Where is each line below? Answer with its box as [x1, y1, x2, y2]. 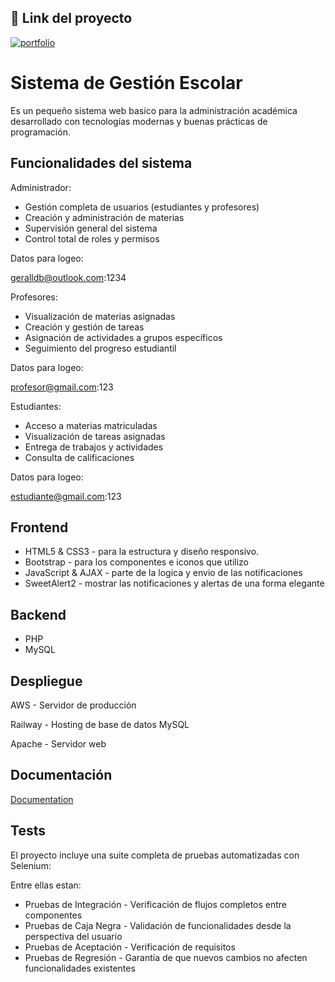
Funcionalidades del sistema [10, 155, 193, 172]
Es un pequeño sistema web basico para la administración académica [10, 104, 298, 116]
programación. [10, 126, 71, 138]
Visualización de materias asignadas [24, 310, 176, 322]
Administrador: [10, 181, 72, 193]
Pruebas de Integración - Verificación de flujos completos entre [24, 898, 288, 910]
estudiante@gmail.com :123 [10, 490, 122, 502]
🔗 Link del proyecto [10, 10, 133, 27]
